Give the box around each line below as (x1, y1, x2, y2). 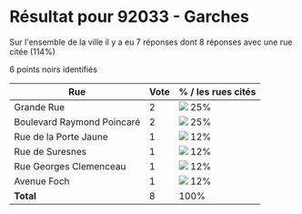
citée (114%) (9, 46, 56, 56)
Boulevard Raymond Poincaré (14, 116, 141, 128)
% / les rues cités (178, 85, 257, 97)
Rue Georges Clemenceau (14, 159, 126, 172)
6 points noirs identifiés (9, 64, 98, 75)
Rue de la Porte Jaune (14, 130, 109, 143)
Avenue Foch (14, 175, 70, 188)
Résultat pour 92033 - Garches (9, 6, 250, 27)
